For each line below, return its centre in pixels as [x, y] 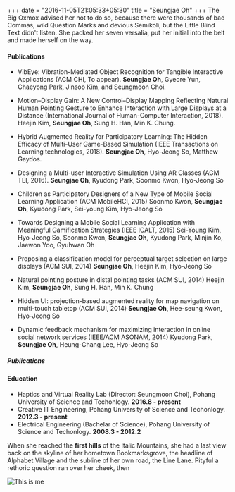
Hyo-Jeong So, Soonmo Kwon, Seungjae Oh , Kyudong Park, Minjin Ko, [120, 238]
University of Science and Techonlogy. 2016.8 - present [99, 402]
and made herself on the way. [50, 40]
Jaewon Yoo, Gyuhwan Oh [56, 245]
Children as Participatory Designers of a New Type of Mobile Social [115, 194]
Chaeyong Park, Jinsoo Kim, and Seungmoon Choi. [92, 87]
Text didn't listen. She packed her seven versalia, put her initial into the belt [116, 32]
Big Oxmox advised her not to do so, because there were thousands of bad [116, 18]
